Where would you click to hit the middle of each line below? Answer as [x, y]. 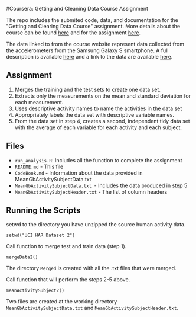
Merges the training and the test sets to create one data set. [87, 89]
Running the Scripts [43, 211]
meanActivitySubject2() [35, 291]
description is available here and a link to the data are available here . [89, 57]
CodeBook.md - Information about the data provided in [79, 173]
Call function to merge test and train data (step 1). [66, 246]
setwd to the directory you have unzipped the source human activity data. [96, 225]
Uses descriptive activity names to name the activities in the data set [98, 108]
